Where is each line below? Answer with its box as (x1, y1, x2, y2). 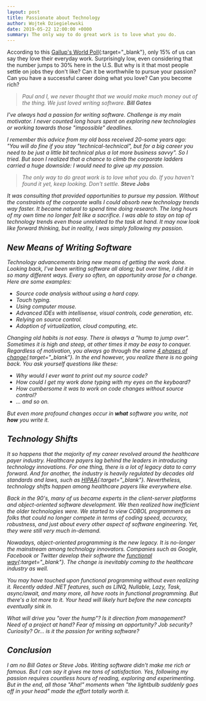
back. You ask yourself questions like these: (7, 360, 118, 367)
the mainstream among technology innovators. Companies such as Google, (7, 545, 198, 552)
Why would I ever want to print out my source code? (15, 372, 148, 379)
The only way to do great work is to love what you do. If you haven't (21, 174, 194, 181)
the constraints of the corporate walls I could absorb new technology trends (7, 199, 199, 206)
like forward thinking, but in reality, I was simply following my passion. (7, 224, 184, 232)
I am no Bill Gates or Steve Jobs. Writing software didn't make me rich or (7, 661, 191, 669)
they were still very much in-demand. (7, 527, 101, 534)
